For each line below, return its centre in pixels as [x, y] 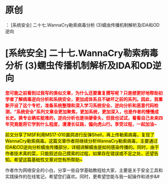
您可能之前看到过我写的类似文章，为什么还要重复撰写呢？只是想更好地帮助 [82, 93]
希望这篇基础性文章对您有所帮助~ [48, 160]
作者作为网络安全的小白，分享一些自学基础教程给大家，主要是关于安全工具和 [84, 170]
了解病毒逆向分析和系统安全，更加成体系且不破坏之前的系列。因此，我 [86, 99]
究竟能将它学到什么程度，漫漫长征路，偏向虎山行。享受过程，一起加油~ [83, 124]
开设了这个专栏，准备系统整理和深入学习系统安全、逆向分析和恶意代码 [81, 105]
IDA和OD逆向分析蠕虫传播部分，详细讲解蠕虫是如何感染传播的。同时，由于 [82, 147]
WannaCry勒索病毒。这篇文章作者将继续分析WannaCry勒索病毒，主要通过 [81, 141]
